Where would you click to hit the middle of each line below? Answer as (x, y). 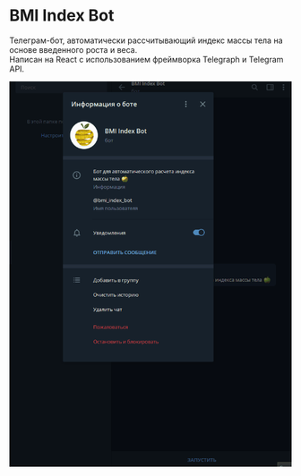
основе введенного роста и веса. (73, 49)
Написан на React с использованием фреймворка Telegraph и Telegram (146, 59)
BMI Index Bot (62, 16)
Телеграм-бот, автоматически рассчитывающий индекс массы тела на (146, 40)
